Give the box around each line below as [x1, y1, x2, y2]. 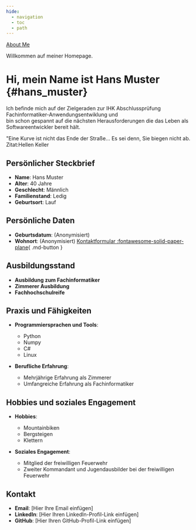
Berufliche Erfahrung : [14, 363, 69, 370]
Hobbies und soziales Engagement [6, 397, 136, 407]
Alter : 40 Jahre [14, 180, 52, 187]
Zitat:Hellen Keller [6, 141, 49, 148]
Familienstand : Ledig [14, 193, 67, 200]
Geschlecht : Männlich [14, 186, 69, 193]
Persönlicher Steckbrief [6, 158, 95, 168]
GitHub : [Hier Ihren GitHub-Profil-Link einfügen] [14, 517, 131, 524]
